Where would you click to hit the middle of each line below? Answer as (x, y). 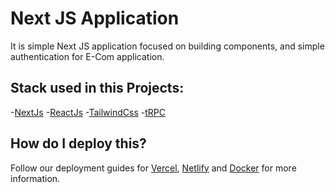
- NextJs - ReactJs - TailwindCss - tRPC (88, 112)
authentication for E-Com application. (87, 56)
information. (35, 178)
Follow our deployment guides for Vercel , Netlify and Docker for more (153, 168)
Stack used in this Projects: (97, 88)
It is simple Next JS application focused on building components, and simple (167, 46)
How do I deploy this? (78, 143)
